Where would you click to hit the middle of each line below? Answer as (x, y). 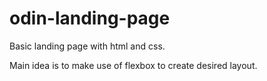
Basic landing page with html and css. (87, 46)
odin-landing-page (90, 18)
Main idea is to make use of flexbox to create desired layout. (133, 65)
